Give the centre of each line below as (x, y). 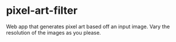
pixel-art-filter (42, 11)
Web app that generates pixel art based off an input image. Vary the (88, 26)
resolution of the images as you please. (54, 32)
